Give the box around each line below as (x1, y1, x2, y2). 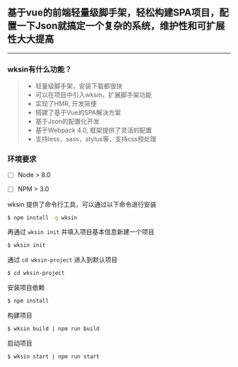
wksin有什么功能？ (7, 64, 72, 74)
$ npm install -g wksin (7, 214, 78, 221)
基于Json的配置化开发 (35, 117, 100, 126)
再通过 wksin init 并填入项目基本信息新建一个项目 (7, 228, 154, 236)
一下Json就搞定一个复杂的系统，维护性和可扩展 (16, 20, 225, 32)
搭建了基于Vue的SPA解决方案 (35, 108, 122, 117)
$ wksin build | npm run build (7, 325, 100, 332)
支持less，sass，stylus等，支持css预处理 (35, 135, 157, 144)
